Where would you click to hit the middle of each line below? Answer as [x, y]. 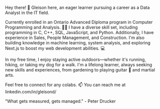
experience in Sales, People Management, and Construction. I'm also [75, 37]
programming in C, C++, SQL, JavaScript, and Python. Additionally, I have [80, 32]
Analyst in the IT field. [27, 13]
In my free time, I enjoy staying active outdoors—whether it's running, [76, 59]
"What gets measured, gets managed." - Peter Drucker [61, 101]
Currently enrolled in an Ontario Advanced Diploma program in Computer [79, 22]
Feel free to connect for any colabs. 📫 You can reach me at [66, 85]
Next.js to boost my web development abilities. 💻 [55, 48]
